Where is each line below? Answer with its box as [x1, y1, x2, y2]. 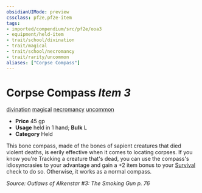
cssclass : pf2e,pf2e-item [6, 15, 72, 21]
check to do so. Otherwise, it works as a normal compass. [6, 168, 152, 175]
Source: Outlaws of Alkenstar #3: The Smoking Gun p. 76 [6, 180, 150, 187]
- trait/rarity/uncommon [6, 54, 69, 60]
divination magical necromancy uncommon [6, 106, 114, 113]
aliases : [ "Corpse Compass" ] [6, 59, 80, 66]
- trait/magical [6, 43, 47, 49]
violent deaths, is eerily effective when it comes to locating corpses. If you [6, 149, 193, 156]
